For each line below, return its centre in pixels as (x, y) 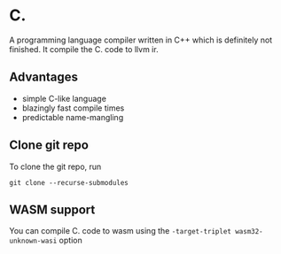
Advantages (43, 77)
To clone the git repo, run (55, 166)
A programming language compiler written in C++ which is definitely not (141, 40)
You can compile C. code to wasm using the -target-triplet (121, 231)
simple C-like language (64, 98)
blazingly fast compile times (73, 108)
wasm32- (249, 232)
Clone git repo (49, 146)
